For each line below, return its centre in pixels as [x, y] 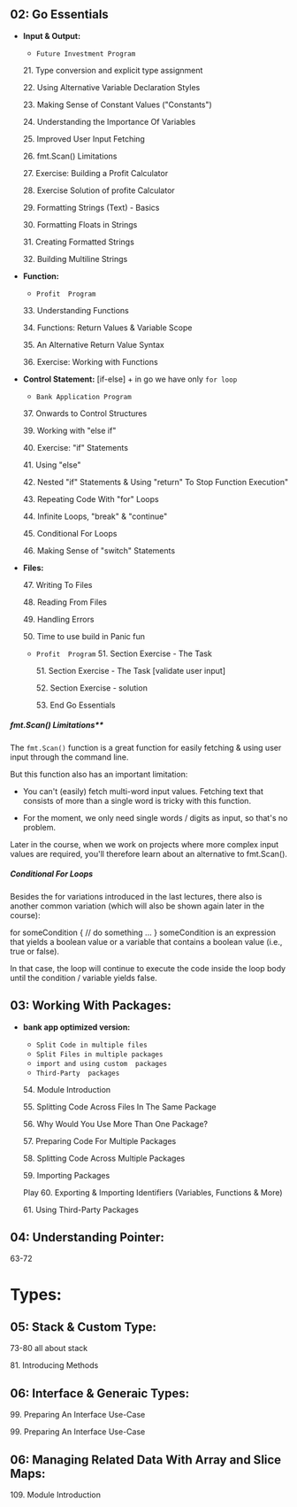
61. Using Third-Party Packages [81, 1209]
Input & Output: [52, 35]
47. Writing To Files [57, 584]
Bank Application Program [84, 397]
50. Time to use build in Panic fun [84, 636]
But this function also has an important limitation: [99, 774]
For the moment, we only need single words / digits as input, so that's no [155, 817]
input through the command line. [69, 757]
